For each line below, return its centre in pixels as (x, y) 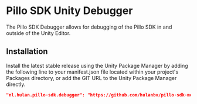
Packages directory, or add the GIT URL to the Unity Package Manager (91, 78)
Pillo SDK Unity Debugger (69, 11)
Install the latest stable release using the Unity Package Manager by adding (97, 65)
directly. (16, 84)
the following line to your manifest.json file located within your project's (92, 72)
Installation (27, 52)
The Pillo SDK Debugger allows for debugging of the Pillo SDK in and (89, 27)
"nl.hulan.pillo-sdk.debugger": (45, 95)
